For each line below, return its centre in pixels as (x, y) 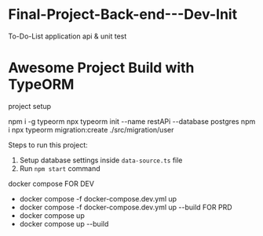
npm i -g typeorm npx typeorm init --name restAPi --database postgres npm (132, 121)
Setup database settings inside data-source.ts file (101, 160)
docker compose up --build (64, 223)
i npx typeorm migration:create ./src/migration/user (91, 129)
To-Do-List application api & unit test (68, 36)
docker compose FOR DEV (51, 183)
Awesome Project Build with (101, 68)
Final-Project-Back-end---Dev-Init (123, 15)
